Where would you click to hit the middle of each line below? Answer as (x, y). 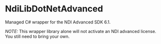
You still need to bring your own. (37, 36)
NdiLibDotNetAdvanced (54, 9)
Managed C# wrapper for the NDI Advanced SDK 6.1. (58, 22)
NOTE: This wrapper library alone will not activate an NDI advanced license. (81, 31)
